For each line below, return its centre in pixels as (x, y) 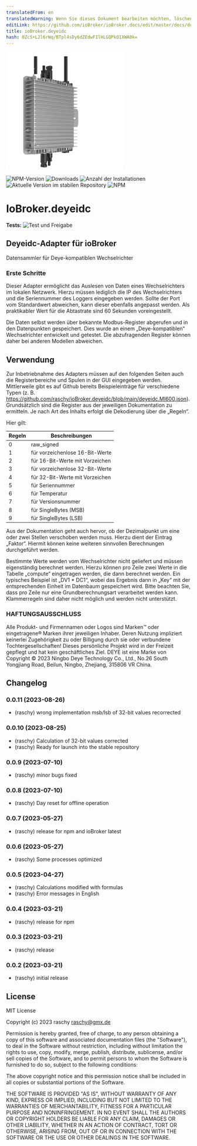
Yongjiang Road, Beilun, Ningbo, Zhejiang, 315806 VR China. (79, 664)
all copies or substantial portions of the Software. (65, 1082)
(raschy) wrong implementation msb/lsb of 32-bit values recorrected (98, 713)
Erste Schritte (26, 273)
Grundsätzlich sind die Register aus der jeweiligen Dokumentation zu (89, 405)
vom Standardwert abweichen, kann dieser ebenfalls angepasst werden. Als (98, 305)
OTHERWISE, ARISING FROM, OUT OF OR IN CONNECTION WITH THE (91, 1131)
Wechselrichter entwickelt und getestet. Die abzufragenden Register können (98, 335)
